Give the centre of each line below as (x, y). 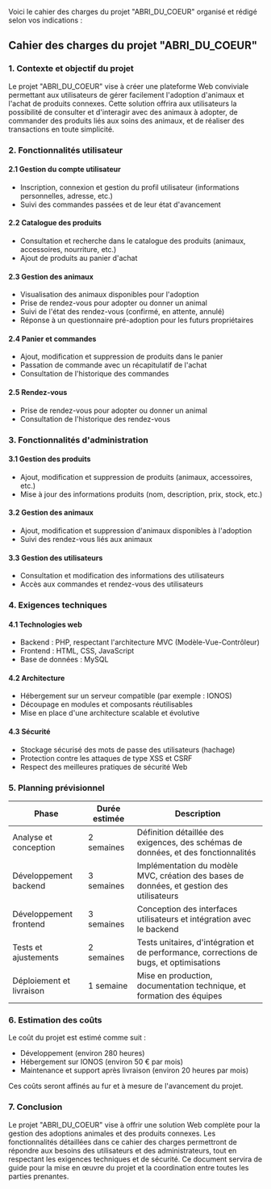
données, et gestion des (182, 885)
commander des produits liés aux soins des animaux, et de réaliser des (126, 120)
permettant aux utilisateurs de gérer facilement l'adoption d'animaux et (126, 95)
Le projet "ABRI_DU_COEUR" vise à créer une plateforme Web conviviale (129, 86)
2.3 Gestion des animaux (51, 276)
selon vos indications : (46, 20)
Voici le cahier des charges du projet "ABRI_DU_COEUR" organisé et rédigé (133, 12)
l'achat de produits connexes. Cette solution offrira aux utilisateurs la (123, 103)
